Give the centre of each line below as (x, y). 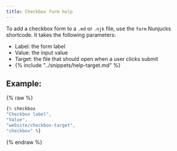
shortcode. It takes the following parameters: (61, 35)
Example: (24, 84)
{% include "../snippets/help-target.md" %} (67, 65)
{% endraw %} (24, 142)
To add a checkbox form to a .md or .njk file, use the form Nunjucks (88, 28)
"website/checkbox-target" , (41, 126)
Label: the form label (40, 46)
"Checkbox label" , (29, 114)
